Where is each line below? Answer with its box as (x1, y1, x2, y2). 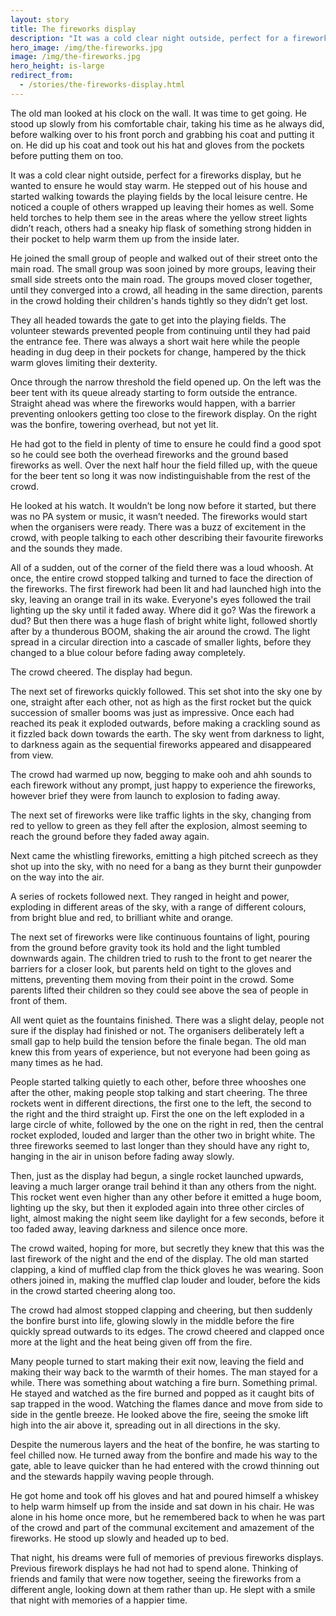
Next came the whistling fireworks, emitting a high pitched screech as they (10, 849, 319, 861)
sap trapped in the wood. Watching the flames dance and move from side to (10, 1397, 324, 1410)
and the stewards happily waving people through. (10, 1470, 215, 1482)
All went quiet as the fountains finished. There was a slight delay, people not (10, 1014, 325, 1026)
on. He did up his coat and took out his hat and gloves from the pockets (10, 139, 305, 151)
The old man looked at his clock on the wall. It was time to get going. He (10, 107, 307, 119)
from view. (10, 749, 54, 761)
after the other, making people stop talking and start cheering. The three (10, 1086, 308, 1098)
